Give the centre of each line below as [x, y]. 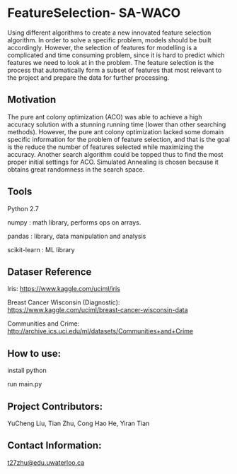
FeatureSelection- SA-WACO [94, 13]
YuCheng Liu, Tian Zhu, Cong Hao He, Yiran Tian [79, 423]
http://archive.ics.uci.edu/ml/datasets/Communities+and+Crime [100, 331]
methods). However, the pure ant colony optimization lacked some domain [116, 131]
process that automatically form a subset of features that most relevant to [115, 70]
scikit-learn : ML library [41, 249]
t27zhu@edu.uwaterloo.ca [46, 462]
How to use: [34, 354]
